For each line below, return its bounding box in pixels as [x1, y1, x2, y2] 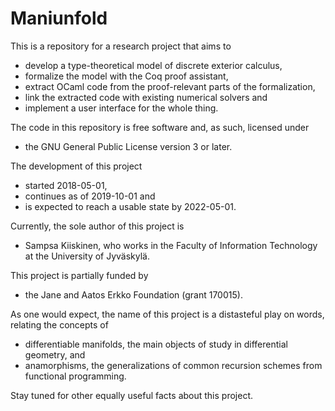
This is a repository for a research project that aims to [10, 40, 232, 52]
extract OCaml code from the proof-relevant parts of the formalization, [24, 80, 316, 92]
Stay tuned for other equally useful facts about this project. [10, 389, 254, 401]
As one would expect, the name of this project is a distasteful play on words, [10, 308, 325, 320]
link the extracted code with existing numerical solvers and [24, 91, 268, 103]
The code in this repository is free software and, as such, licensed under [10, 121, 310, 133]
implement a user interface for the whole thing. [24, 102, 219, 114]
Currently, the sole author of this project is [10, 220, 185, 232]
